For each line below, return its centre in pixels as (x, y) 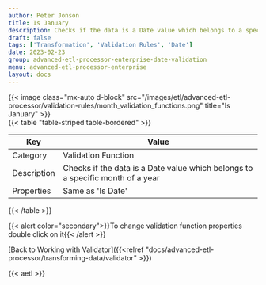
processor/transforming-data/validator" (72, 257)
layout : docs (30, 74)
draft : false (30, 38)
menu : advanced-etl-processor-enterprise (78, 67)
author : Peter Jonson (44, 15)
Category (30, 155)
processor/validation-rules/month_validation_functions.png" (106, 105)
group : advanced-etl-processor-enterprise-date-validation (108, 60)
